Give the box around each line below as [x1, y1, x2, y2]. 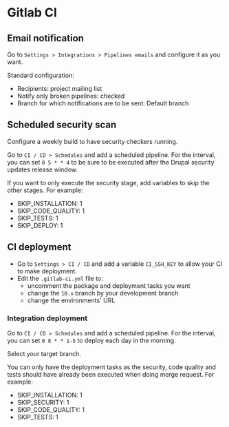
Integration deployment [7, 313, 88, 323]
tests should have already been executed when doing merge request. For [7, 370, 215, 378]
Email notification [7, 32, 85, 44]
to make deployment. [17, 267, 78, 275]
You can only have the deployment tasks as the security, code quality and [7, 363, 217, 371]
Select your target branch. [7, 349, 81, 357]
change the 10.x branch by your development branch [27, 289, 179, 297]
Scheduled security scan [7, 119, 117, 131]
